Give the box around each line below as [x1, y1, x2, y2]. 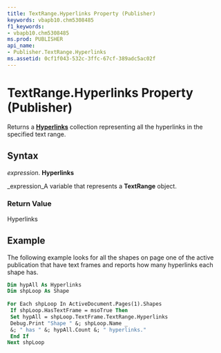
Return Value [7, 199, 52, 208]
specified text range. [7, 129, 66, 138]
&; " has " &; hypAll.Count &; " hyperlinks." [10, 326, 147, 333]
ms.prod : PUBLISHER [7, 36, 64, 43]
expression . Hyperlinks [7, 168, 75, 176]
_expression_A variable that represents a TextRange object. [7, 181, 177, 190]
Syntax [7, 150, 39, 162]
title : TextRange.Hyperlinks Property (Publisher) [7, 10, 156, 17]
